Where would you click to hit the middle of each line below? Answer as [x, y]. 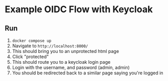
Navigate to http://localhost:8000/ [50, 46]
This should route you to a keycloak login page [61, 62]
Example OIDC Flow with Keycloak [79, 9]
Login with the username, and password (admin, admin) [71, 67]
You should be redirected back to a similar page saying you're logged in [88, 73]
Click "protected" [30, 57]
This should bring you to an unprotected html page [66, 51]
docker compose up [32, 41]
